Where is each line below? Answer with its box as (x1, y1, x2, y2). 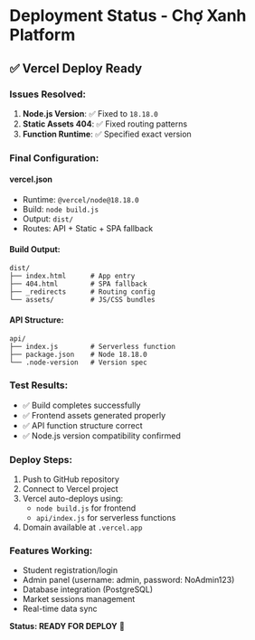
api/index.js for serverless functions (35, 513, 176, 522)
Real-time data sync (22, 603, 98, 615)
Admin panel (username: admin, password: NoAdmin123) (22, 575, 235, 586)
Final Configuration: (9, 151, 99, 164)
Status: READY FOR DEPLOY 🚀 (9, 621, 125, 632)
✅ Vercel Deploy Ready (9, 61, 143, 76)
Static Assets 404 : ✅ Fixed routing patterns (22, 118, 188, 129)
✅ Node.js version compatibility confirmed (22, 430, 181, 441)
